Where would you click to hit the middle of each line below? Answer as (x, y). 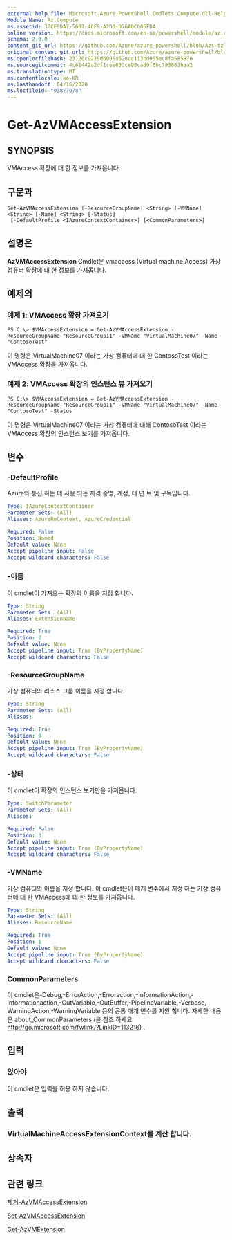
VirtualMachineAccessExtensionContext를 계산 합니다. (99, 1133)
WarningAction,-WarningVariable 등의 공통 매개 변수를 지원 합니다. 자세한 (108, 1010)
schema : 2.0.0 (28, 39)
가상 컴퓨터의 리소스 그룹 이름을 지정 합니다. (66, 691)
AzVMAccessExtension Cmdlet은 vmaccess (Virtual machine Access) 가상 (114, 261)
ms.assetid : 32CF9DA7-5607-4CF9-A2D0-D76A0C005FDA (81, 26)
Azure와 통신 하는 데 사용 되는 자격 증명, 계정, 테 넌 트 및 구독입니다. (99, 493)
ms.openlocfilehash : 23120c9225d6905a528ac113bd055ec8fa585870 (100, 59)
